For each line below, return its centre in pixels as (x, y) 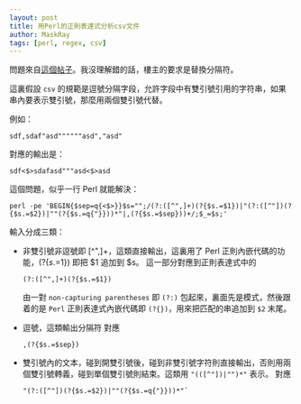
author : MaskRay (40, 34)
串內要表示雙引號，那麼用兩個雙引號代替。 (88, 100)
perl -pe (26, 207)
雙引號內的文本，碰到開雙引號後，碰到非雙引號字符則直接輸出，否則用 (153, 363)
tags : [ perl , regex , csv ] (58, 43)
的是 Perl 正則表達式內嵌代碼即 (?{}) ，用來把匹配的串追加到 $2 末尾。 (161, 308)
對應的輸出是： (37, 154)
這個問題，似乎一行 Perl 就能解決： (74, 189)
